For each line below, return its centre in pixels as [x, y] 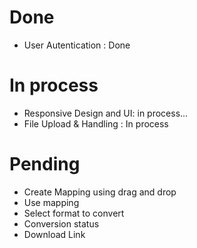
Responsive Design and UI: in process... [106, 113]
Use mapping [51, 202]
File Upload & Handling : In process [96, 123]
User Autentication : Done [77, 45]
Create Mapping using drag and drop [100, 192]
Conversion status [61, 223]
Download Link [54, 234]
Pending [45, 164]
